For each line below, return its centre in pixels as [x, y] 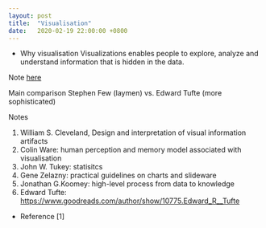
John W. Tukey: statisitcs [61, 167]
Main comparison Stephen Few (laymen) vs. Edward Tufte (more [115, 93]
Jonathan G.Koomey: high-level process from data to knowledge [127, 184]
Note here [25, 78]
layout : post [30, 16]
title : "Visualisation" [50, 23]
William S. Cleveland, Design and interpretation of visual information [133, 132]
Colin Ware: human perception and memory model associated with [131, 150]
